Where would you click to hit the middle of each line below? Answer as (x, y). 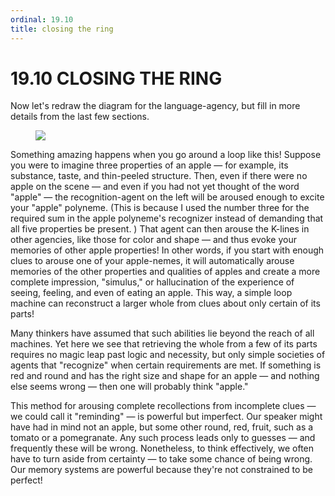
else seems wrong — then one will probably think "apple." (129, 387)
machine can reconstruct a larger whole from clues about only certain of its (165, 303)
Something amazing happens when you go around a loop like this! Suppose (166, 155)
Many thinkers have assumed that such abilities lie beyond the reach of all (162, 333)
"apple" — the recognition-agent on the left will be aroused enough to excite (167, 197)
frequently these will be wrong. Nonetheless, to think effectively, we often (162, 448)
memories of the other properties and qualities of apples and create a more (165, 272)
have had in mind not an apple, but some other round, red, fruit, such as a (162, 427)
